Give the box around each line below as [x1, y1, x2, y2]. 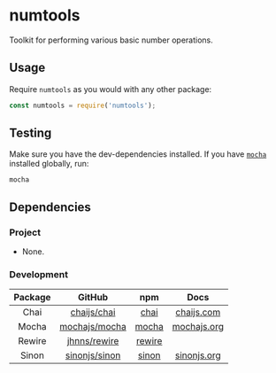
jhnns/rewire [66, 335, 119, 347]
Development [9, 268, 69, 281]
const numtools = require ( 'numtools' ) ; [9, 101, 157, 110]
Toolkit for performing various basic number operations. [9, 35, 214, 45]
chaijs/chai [70, 307, 116, 319]
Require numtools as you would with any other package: [9, 83, 212, 94]
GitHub [78, 291, 109, 304]
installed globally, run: [9, 159, 89, 169]
